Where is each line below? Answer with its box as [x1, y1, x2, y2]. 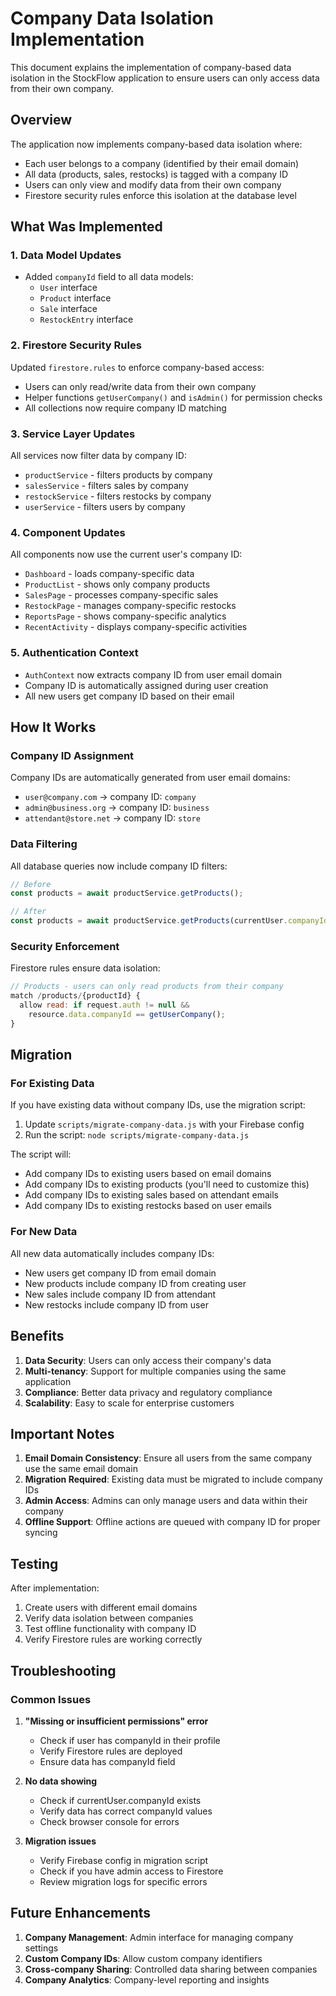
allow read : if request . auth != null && [19, 1000, 190, 1011]
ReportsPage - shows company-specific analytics [24, 610, 227, 622]
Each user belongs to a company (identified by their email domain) [24, 157, 300, 169]
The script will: [10, 1148, 72, 1161]
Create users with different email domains [24, 1602, 198, 1614]
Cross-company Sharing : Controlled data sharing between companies [24, 1963, 318, 1975]
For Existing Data [10, 1077, 95, 1091]
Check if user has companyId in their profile [39, 1734, 221, 1746]
